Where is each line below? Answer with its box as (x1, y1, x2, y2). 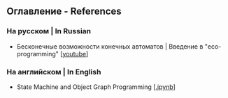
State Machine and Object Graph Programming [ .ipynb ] (16, 83, 176, 91)
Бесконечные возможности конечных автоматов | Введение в (16, 42, 204, 51)
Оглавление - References (6, 6, 122, 17)
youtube (62, 49, 87, 58)
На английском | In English (6, 67, 101, 76)
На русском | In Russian (6, 26, 92, 36)
